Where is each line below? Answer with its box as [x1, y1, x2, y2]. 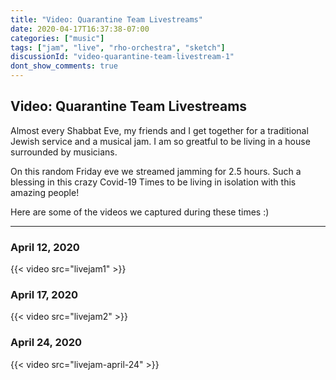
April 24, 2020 [10, 336, 83, 350]
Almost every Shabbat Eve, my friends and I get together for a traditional [10, 124, 309, 136]
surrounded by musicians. [10, 146, 118, 158]
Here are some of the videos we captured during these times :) [10, 206, 270, 218]
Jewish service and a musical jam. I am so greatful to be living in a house [10, 135, 311, 147]
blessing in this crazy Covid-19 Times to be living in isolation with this [10, 176, 297, 188]
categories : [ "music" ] [10, 33, 105, 43]
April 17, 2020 [10, 288, 79, 302]
